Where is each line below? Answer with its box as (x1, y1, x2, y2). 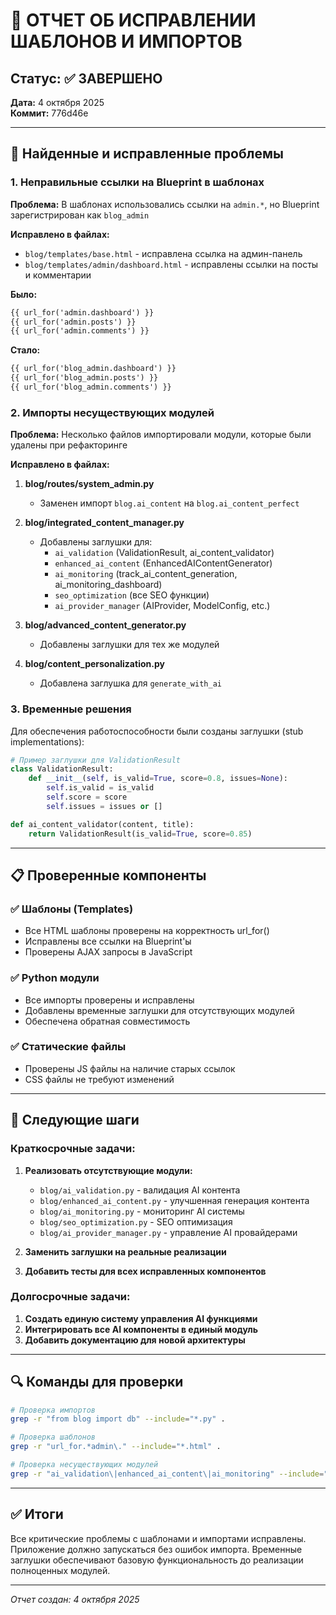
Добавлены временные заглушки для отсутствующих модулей (24, 1004, 295, 1016)
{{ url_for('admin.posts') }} (10, 317, 137, 327)
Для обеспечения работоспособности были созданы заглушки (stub (10, 725, 304, 737)
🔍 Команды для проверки (10, 1374, 184, 1391)
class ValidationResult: (10, 764, 114, 774)
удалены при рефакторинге (10, 439, 128, 451)
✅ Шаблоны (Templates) (10, 902, 134, 916)
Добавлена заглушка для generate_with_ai (39, 677, 222, 689)
